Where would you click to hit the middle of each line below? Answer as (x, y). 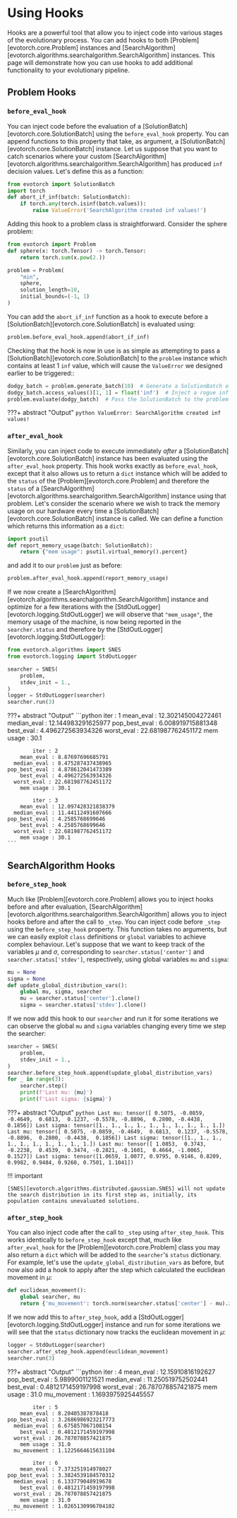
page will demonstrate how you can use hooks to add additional (100, 62)
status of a (24, 488)
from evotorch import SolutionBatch (61, 184)
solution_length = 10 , (50, 290)
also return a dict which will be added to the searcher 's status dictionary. (115, 1255)
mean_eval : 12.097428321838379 (67, 807)
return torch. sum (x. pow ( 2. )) (63, 257)
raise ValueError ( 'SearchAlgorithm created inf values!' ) (120, 211)
